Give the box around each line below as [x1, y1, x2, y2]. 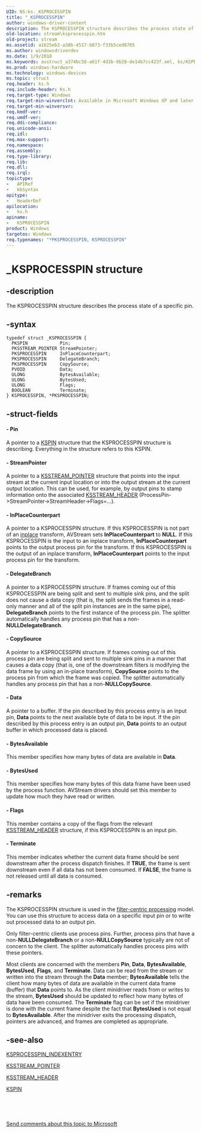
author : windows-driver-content [6, 20, 87, 26]
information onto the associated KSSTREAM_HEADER [6, 491, 138, 499]
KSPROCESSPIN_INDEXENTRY [6, 1050, 83, 1058]
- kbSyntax [6, 187, 39, 193]
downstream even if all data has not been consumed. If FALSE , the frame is [6, 866, 191, 873]
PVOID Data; [11, 367, 74, 372]
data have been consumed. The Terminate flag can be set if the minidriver [6, 998, 190, 1006]
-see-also [6, 1035, 44, 1045]
